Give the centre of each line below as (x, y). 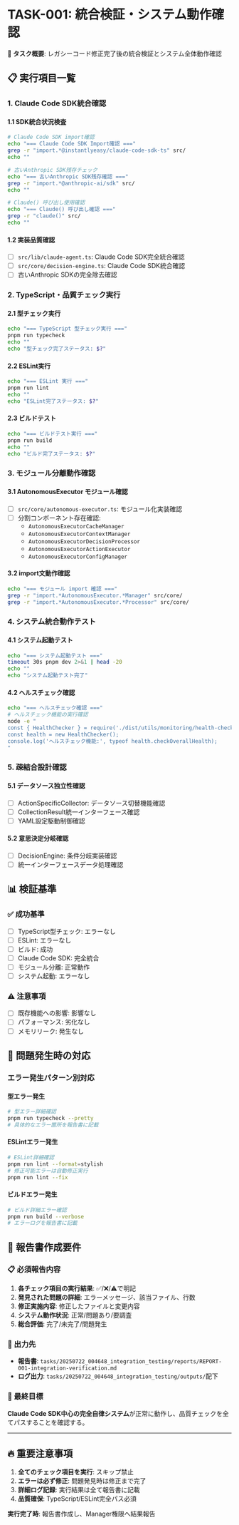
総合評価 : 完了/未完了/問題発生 (62, 1324)
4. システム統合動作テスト (52, 622)
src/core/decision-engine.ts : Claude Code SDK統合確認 (101, 266)
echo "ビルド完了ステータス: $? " (52, 453)
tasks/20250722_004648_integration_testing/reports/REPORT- (131, 1362)
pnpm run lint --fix (38, 1177)
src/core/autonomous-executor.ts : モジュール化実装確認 (100, 509)
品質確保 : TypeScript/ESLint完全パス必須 (77, 1499)
